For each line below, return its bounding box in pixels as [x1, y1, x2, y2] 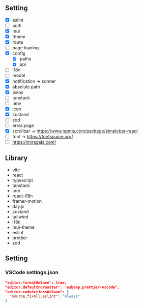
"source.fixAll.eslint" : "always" [9, 294, 80, 299]
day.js [12, 204, 25, 210]
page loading [12, 45, 39, 51]
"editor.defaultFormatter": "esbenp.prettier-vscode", [5, 285, 120, 290]
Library [5, 154, 28, 162]
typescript [12, 177, 33, 184]
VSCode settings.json [5, 269, 59, 276]
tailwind [12, 214, 29, 220]
